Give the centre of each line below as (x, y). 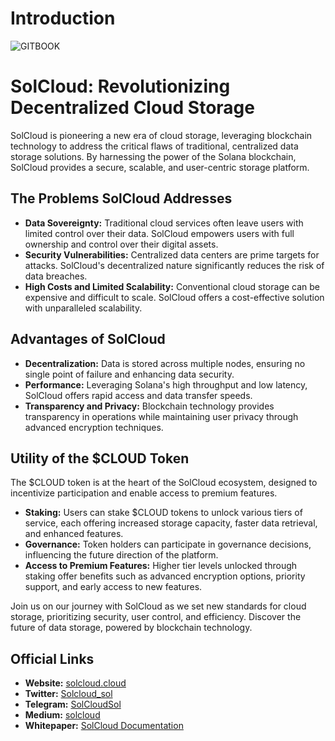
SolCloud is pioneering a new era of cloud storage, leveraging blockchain (161, 135)
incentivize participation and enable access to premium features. (144, 493)
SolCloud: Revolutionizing (120, 86)
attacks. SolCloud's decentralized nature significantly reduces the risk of (174, 265)
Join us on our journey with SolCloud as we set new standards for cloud (158, 606)
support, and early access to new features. (113, 587)
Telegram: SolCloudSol (73, 704)
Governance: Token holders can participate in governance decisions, (168, 544)
